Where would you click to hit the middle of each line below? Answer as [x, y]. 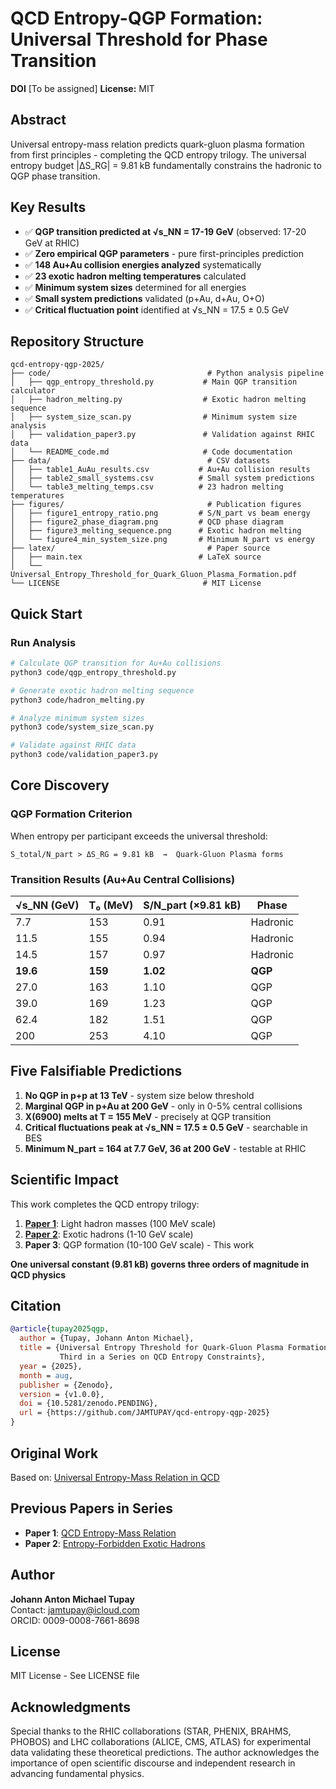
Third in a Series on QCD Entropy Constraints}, [163, 1357]
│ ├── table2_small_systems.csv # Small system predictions [162, 478]
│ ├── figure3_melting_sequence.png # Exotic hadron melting [156, 531]
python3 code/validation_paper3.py [84, 755]
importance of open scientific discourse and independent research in [153, 1763]
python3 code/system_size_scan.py [82, 727]
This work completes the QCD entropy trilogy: [105, 1204]
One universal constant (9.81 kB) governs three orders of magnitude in [160, 1264]
